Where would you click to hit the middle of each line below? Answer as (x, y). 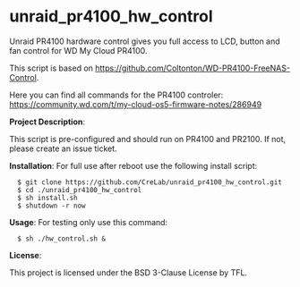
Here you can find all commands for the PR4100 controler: (116, 95)
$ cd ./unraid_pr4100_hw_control (80, 190)
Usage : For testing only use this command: (89, 222)
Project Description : (47, 122)
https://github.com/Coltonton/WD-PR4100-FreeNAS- (193, 68)
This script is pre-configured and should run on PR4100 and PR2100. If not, (148, 139)
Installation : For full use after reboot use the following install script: (133, 165)
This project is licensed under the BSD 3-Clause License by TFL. (129, 272)
